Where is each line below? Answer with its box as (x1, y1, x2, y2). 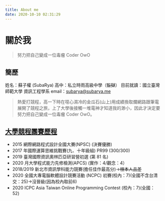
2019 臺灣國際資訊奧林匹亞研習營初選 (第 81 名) (12, 154, 109, 160)
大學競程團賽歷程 (5, 127, 57, 135)
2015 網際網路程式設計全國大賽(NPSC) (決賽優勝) (12, 141, 113, 147)
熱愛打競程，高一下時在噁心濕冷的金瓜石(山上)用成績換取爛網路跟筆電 (17, 99, 160, 105)
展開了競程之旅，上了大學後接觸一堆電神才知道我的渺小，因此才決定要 (17, 105, 161, 111)
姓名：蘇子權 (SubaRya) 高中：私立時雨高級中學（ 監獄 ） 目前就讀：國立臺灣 (5, 82, 160, 88)
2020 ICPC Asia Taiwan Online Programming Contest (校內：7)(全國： (12, 185, 155, 191)
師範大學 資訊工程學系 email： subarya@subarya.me (5, 88, 111, 94)
